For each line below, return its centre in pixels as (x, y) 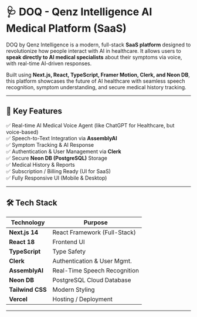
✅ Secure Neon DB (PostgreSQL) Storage (57, 158)
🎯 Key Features (34, 111)
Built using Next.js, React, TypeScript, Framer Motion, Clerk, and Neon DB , (98, 75)
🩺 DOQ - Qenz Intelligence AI (79, 12)
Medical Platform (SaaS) (67, 28)
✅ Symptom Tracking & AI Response (50, 144)
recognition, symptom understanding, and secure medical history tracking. (96, 87)
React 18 (22, 242)
